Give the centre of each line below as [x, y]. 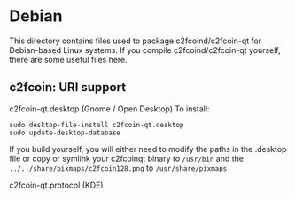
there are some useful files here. [69, 59]
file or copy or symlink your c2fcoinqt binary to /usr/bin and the [126, 158]
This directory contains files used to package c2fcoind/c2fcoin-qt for [136, 41]
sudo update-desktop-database [65, 133]
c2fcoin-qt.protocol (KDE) [56, 185]
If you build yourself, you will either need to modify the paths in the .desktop [148, 149]
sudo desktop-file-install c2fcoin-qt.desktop [97, 125]
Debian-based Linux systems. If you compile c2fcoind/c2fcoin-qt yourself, [145, 50]
